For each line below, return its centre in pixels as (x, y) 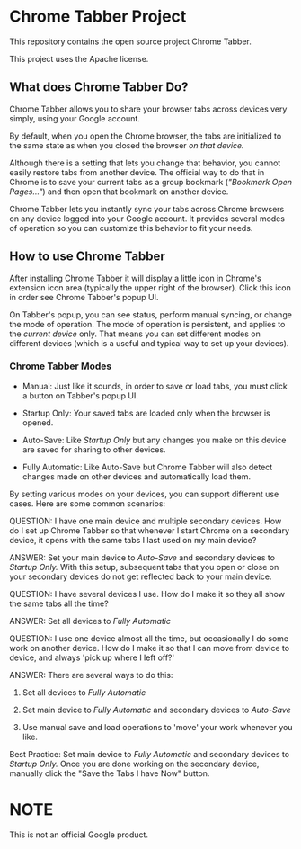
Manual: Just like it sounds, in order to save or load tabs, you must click (155, 386)
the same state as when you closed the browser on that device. (127, 145)
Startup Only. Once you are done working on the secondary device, (134, 764)
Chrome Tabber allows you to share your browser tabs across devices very (148, 109)
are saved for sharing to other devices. (94, 449)
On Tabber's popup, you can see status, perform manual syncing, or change (150, 314)
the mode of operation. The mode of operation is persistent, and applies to (147, 324)
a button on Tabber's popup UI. (80, 395)
